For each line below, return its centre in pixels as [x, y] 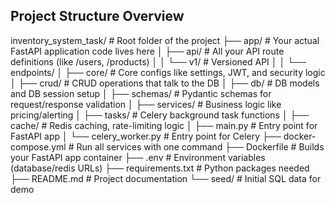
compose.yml [38, 146]
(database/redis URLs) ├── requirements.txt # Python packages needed [160, 168]
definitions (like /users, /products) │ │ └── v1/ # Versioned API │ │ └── [158, 61]
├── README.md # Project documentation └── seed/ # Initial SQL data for [166, 178]
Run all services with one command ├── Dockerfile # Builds [200, 146]
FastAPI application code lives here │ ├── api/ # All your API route [147, 51]
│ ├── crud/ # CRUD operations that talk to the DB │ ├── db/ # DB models [165, 83]
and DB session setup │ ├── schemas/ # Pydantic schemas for [141, 93]
